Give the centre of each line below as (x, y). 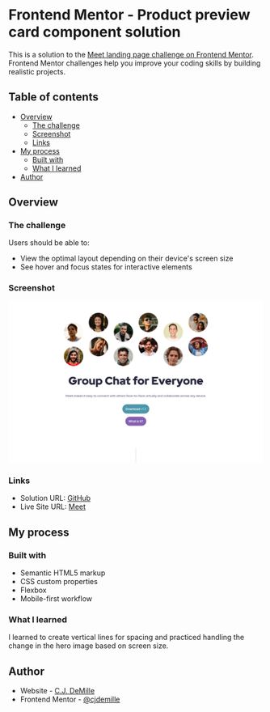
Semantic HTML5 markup (63, 573)
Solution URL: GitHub (55, 498)
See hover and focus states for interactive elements (106, 267)
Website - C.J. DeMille (57, 691)
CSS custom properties (59, 582)
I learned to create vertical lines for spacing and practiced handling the (127, 638)
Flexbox (33, 590)
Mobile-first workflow (56, 599)
